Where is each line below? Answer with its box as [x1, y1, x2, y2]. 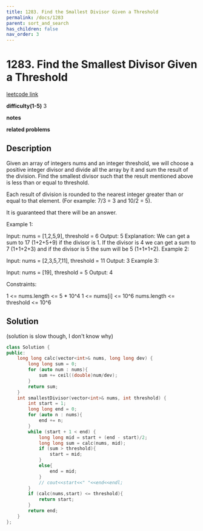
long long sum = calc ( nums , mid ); [38, 440, 126, 446]
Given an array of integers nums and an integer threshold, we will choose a [6, 159, 194, 167]
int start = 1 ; [28, 401, 67, 407]
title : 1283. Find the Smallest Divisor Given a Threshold [6, 8, 159, 15]
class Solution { [6, 344, 50, 350]
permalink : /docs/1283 [6, 15, 64, 21]
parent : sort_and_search [6, 20, 69, 26]
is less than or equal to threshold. [6, 178, 90, 186]
